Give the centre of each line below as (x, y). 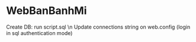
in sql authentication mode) (39, 33)
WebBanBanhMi (46, 11)
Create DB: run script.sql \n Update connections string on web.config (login (98, 27)
